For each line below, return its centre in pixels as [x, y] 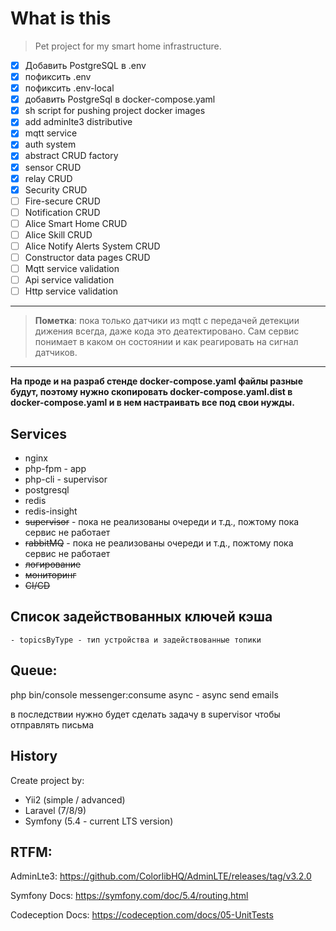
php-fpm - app [55, 469]
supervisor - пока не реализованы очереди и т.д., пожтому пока [162, 522]
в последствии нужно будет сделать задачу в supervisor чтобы [145, 714]
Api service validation [69, 280]
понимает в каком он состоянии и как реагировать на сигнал [166, 342]
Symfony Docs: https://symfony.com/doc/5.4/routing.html [129, 896]
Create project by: [47, 780]
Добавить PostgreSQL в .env [85, 65]
